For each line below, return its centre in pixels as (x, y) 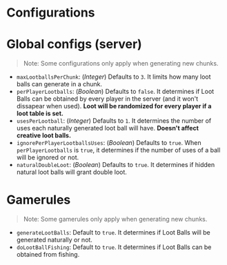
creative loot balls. (44, 135)
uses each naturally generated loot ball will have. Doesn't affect (108, 128)
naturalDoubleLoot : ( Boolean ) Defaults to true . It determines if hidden (116, 165)
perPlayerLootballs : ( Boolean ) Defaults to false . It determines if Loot (115, 92)
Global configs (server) (74, 45)
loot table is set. (40, 114)
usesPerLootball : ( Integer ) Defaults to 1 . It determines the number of (114, 121)
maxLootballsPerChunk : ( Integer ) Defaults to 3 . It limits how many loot (113, 77)
